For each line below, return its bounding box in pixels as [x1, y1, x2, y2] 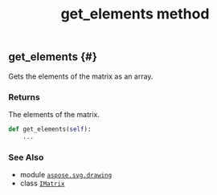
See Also [8, 152, 44, 163]
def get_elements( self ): [8, 125, 92, 133]
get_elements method [60, 5, 210, 23]
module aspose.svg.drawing [19, 169, 113, 179]
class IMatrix [19, 178, 65, 188]
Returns [8, 91, 40, 103]
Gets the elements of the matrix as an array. [8, 71, 154, 81]
